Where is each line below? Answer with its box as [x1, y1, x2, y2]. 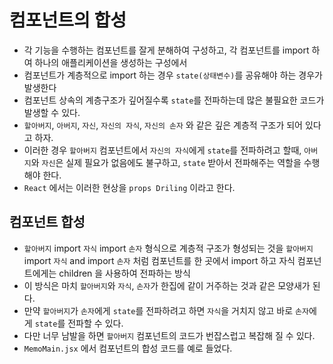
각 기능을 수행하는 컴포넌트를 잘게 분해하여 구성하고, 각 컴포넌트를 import [23, 44, 310, 56]
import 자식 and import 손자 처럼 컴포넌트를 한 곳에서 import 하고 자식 [23, 254, 296, 266]
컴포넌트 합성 [9, 214, 86, 231]
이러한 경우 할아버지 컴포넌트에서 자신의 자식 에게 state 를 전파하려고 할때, [23, 144, 302, 156]
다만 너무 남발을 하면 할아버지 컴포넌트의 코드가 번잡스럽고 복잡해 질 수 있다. [23, 329, 316, 341]
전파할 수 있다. [67, 317, 124, 329]
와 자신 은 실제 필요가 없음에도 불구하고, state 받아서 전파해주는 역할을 [30, 156, 302, 168]
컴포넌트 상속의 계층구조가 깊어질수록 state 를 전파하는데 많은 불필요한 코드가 [23, 94, 325, 106]
